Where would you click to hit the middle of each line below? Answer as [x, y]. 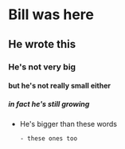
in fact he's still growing [49, 104]
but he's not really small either [60, 86]
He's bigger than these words [68, 124]
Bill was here [51, 15]
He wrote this [42, 44]
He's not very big [42, 67]
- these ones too [49, 139]
